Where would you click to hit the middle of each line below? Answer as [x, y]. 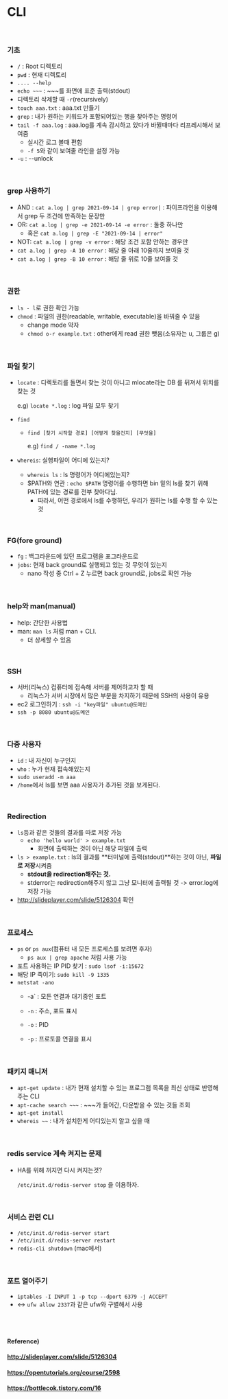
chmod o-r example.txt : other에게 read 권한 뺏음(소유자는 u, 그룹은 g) [124, 333]
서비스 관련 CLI [30, 1217]
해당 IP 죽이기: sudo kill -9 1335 [63, 974]
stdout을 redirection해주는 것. [69, 874]
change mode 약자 [53, 325]
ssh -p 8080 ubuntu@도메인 [53, 713]
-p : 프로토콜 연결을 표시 [60, 1039]
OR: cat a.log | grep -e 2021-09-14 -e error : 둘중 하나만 [100, 224]
